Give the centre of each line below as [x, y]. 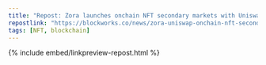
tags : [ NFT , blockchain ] [49, 30]
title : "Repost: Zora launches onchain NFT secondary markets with [122, 15]
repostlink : [28, 23]
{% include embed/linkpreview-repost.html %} [84, 53]
